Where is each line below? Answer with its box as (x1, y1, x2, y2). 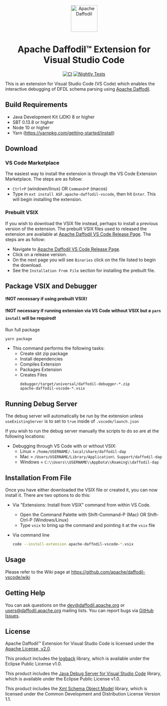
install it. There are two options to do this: (5, 492, 91, 498)
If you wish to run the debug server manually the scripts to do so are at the (5, 428, 159, 434)
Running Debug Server (5, 400, 77, 408)
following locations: (5, 433, 45, 439)
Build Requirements (5, 100, 68, 109)
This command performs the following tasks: (12, 345, 105, 351)
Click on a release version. (12, 251, 67, 257)
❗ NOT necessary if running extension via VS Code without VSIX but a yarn (5, 307, 161, 313)
